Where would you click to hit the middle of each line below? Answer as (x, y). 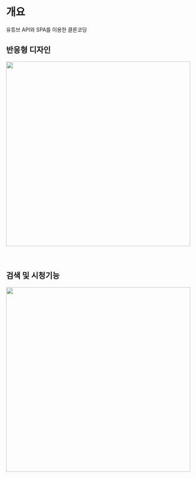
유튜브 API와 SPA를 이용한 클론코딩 (46, 30)
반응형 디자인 (29, 50)
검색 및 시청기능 (33, 276)
